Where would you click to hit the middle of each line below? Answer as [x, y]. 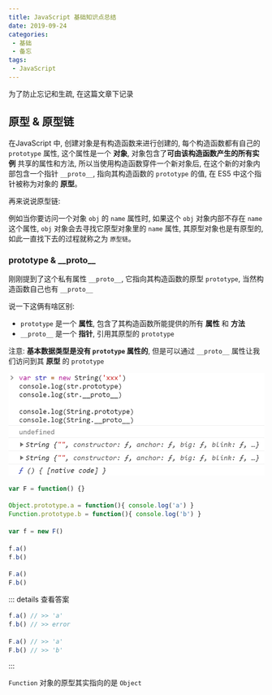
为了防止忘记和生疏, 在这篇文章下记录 [71, 93]
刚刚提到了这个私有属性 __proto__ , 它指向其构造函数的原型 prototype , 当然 [133, 278]
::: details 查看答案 [39, 599]
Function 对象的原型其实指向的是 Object [75, 682]
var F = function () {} [47, 489]
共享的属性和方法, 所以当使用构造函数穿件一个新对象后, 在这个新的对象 [135, 163]
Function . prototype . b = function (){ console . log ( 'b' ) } [105, 515]
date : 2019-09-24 [38, 26]
